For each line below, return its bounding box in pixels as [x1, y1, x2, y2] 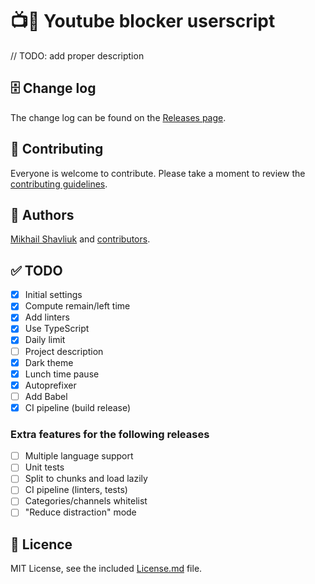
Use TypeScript [24, 323, 90, 335]
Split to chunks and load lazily [24, 473, 148, 485]
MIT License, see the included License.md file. [10, 563, 203, 575]
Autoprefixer [24, 379, 77, 391]
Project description [24, 345, 104, 357]
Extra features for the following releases [10, 427, 210, 441]
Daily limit [24, 334, 66, 346]
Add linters [24, 311, 70, 323]
